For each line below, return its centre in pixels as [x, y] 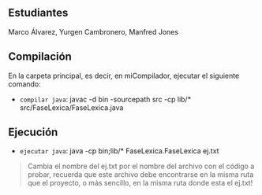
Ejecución [33, 132]
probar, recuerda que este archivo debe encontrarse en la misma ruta [140, 175]
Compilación [40, 57]
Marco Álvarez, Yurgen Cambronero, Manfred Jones [94, 31]
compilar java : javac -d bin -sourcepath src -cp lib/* [105, 99]
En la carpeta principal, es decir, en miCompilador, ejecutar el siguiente [124, 75]
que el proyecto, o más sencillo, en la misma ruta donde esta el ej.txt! [140, 183]
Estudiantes [38, 13]
